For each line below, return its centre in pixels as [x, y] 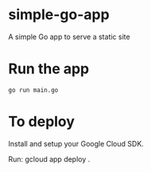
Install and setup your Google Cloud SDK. [76, 143]
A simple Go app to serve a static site [69, 37]
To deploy [42, 122]
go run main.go [33, 90]
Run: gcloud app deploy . [49, 159]
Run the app [49, 69]
